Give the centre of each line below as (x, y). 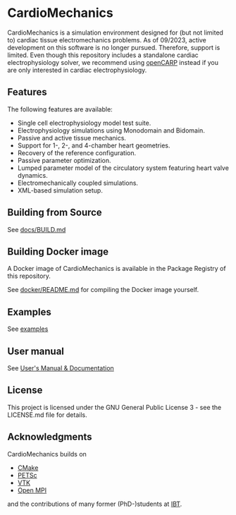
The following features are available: (60, 109)
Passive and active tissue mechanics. (72, 138)
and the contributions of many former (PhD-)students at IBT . (95, 504)
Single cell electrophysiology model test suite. (84, 123)
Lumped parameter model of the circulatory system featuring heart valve (123, 168)
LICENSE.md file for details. (47, 415)
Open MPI (32, 490)
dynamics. (32, 175)
